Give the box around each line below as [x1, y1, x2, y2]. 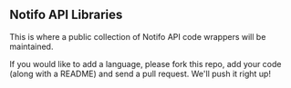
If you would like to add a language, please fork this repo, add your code [9, 58, 282, 69]
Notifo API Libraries [9, 7, 123, 23]
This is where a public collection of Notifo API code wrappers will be [9, 31, 266, 42]
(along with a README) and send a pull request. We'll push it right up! [9, 68, 272, 79]
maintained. [9, 41, 54, 52]
